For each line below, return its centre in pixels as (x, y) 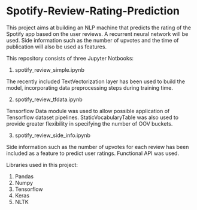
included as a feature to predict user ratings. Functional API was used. (93, 153)
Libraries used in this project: (42, 165)
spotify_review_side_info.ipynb (53, 135)
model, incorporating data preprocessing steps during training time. (90, 87)
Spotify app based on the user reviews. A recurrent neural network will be (97, 34)
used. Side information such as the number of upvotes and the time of (93, 40)
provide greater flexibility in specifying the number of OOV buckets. (90, 123)
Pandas (24, 176)
